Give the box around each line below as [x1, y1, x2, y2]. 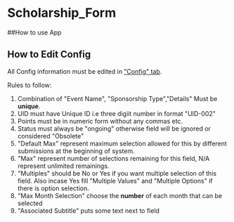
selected [17, 199, 44, 207]
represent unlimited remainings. [17, 162, 110, 170]
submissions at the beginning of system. [17, 146, 135, 155]
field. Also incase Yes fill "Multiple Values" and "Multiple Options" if [17, 176, 213, 185]
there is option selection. [17, 184, 89, 192]
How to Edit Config [7, 48, 91, 60]
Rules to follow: [7, 81, 52, 89]
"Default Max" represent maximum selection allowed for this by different [17, 139, 227, 148]
